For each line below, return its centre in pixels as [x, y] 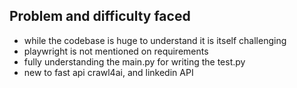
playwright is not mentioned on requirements [116, 51]
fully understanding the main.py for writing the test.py [134, 61]
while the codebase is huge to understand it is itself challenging [155, 40]
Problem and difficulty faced [100, 16]
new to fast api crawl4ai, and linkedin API [108, 72]
